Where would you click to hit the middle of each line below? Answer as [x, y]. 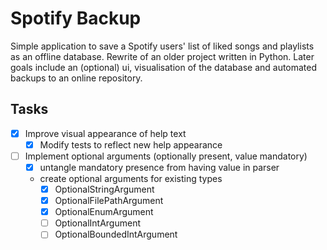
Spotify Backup [76, 18]
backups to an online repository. [76, 78]
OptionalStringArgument [104, 189]
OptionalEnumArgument [104, 212]
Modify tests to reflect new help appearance [131, 144]
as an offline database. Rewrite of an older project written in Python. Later [162, 56]
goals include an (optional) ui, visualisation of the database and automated [164, 67]
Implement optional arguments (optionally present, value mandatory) [166, 156]
